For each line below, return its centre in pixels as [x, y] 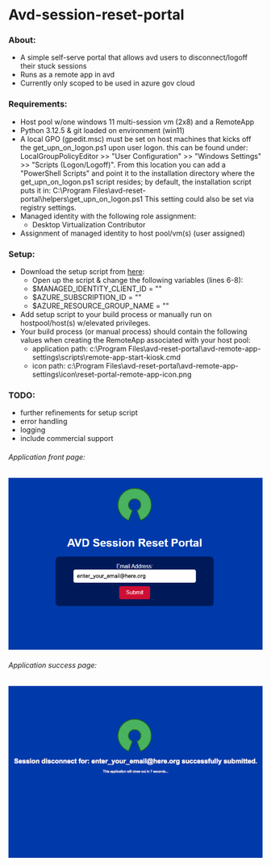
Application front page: [47, 456]
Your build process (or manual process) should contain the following [133, 331]
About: [22, 40]
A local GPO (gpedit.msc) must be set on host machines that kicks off [135, 139]
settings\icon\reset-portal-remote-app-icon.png [112, 375]
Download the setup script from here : [82, 272]
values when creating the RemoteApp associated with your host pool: [135, 340]
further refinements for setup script [79, 413]
